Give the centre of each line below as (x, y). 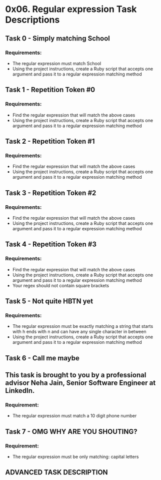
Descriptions (32, 20)
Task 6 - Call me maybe (42, 358)
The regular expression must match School (57, 63)
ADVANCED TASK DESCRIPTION (57, 472)
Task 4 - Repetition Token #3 (51, 245)
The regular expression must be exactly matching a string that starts (83, 326)
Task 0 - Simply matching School (57, 38)
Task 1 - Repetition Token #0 (50, 90)
